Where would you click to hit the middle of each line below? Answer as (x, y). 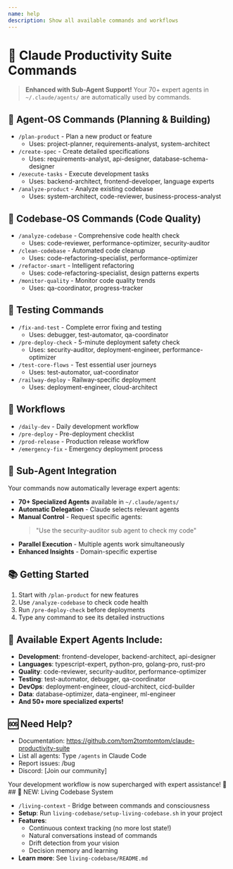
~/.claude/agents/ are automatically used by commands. (108, 97)
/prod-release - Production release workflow (84, 441)
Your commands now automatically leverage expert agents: (94, 488)
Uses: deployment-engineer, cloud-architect (93, 387)
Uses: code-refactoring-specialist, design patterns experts (114, 273)
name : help (24, 14)
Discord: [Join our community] (63, 770)
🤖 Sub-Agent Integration (62, 471)
